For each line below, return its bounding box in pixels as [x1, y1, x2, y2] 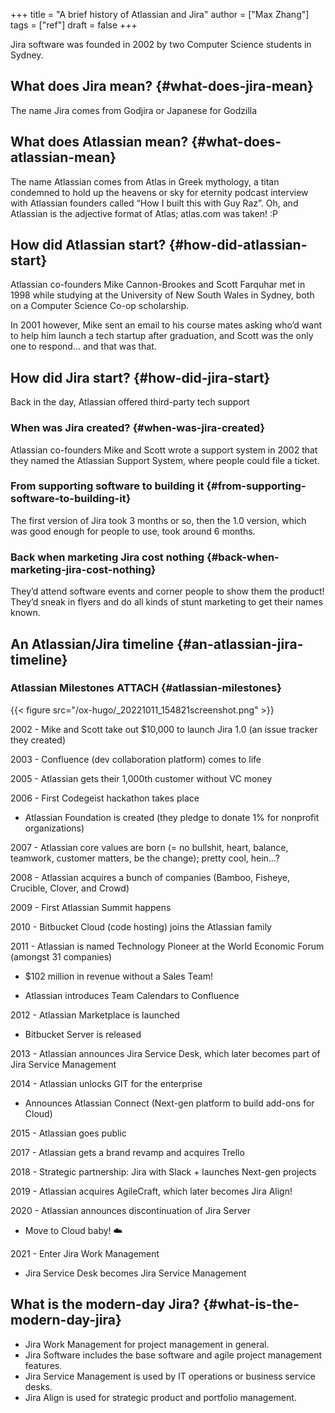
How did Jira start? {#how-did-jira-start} [10, 369, 271, 386]
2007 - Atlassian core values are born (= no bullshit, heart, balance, [10, 841, 289, 853]
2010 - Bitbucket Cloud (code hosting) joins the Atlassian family [10, 920, 272, 933]
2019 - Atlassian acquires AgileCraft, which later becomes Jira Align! [10, 1185, 293, 1197]
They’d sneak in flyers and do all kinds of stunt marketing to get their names [10, 596, 323, 608]
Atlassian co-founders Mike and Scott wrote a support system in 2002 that [10, 444, 318, 456]
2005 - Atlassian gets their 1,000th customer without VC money [10, 772, 273, 784]
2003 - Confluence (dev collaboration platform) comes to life [10, 753, 262, 765]
